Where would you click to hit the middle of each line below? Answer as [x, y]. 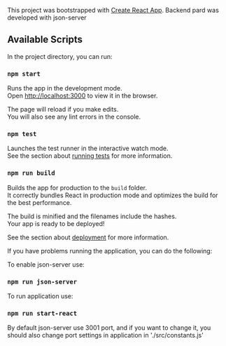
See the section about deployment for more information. [88, 237]
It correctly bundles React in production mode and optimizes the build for [113, 195]
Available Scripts [45, 40]
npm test [22, 134]
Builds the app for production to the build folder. [77, 187]
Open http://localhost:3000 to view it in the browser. [83, 96]
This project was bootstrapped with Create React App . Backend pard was [113, 10]
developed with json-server [47, 18]
